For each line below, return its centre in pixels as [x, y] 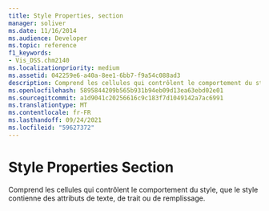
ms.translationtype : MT [48, 105]
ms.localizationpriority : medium [64, 68]
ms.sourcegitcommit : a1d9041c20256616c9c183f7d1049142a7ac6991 [116, 98]
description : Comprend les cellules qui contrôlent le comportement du [130, 83]
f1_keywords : [30, 53]
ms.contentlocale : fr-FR [50, 113]
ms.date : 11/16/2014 [43, 30]
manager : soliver [37, 23]
